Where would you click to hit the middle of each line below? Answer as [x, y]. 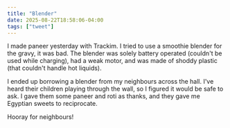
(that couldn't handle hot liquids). [54, 68]
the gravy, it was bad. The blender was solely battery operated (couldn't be [115, 53]
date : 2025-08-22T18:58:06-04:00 [55, 20]
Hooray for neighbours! [41, 117]
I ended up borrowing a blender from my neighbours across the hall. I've [110, 82]
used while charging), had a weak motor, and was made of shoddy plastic [113, 61]
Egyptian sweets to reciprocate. [53, 104]
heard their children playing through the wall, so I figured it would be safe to [115, 89]
